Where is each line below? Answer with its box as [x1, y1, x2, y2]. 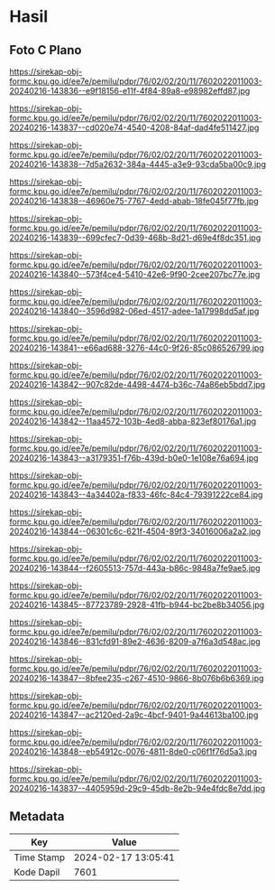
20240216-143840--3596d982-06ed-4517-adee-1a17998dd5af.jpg [9, 305, 260, 316]
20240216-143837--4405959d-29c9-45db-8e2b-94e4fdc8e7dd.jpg [9, 783, 266, 793]
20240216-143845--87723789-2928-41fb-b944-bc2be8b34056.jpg [9, 599, 265, 610]
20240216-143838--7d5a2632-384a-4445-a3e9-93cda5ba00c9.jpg [9, 159, 267, 169]
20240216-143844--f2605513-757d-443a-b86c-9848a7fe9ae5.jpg [9, 563, 261, 573]
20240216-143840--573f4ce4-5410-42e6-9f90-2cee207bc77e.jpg [9, 269, 261, 279]
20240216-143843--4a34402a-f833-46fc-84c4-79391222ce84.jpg [9, 490, 263, 500]
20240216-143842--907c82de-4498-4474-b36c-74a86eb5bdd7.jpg [9, 379, 266, 389]
